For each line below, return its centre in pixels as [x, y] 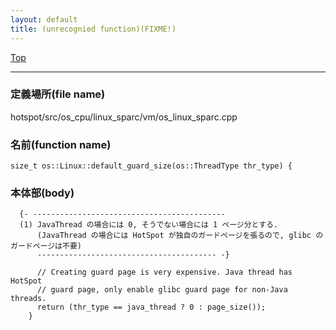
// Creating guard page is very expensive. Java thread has [164, 272]
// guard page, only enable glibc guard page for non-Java [162, 290]
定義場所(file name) [58, 94]
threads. [28, 299]
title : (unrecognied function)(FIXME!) [93, 29]
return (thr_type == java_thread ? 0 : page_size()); [151, 307]
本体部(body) [42, 193]
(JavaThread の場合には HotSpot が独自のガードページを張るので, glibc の [180, 236]
